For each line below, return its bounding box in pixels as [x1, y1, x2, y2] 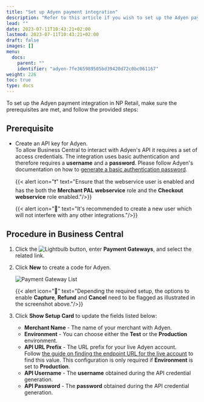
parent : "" [17, 60, 45, 66]
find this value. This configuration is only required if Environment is [24, 356, 193, 364]
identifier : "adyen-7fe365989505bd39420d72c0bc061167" [17, 65, 159, 72]
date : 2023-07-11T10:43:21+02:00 [6, 26, 91, 32]
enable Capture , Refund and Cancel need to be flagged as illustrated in [15, 293, 195, 301]
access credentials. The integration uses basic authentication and [15, 153, 180, 160]
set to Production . [24, 362, 70, 370]
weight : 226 [6, 71, 36, 77]
